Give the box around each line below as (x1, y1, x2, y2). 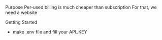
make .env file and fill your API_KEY (12, 29, 87, 34)
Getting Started (5, 19, 38, 25)
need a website (5, 9, 38, 15)
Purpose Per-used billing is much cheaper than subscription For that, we (5, 4, 157, 10)
